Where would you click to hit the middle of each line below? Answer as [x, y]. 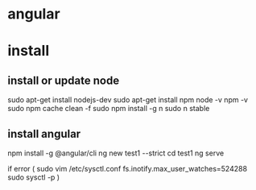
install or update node [64, 80]
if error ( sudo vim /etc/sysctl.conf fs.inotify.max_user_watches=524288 [127, 169]
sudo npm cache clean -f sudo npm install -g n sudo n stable [109, 109]
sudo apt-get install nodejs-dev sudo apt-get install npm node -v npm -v [128, 100]
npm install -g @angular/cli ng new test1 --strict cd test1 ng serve [116, 153]
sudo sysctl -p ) [34, 177]
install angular [44, 134]
